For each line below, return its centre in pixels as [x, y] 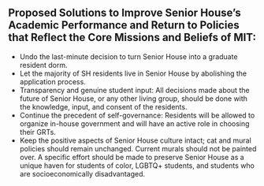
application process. [53, 81]
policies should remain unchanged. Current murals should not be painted [138, 148]
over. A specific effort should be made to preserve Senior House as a [132, 157]
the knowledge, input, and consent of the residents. [103, 106]
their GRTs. [38, 132]
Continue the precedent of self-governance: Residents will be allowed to [137, 115]
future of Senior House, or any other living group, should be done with [134, 99]
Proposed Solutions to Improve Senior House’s [125, 13]
